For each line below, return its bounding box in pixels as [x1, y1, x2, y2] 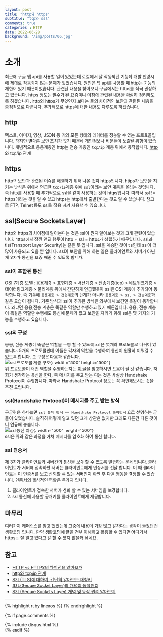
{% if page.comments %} [5, 613, 56, 619]
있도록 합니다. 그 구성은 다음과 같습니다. [5, 353, 80, 360]
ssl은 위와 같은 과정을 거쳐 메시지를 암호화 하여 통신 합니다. [5, 433, 116, 440]
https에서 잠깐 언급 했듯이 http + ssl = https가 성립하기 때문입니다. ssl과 [15, 236, 153, 242]
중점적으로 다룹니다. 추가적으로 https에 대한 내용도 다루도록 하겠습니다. [5, 104, 140, 110]
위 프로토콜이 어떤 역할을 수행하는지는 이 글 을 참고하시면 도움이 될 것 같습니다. [5, 365, 153, 372]
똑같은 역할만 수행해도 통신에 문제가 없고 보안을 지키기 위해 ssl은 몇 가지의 [10, 310, 150, 316]
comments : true [5, 20, 36, 26]
